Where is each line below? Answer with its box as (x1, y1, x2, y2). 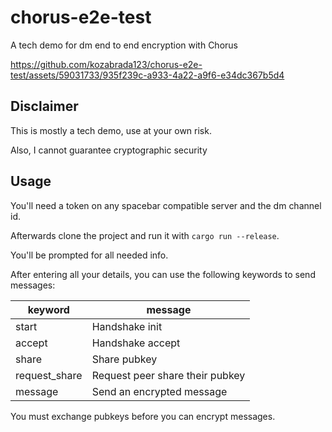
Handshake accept (91, 336, 181, 350)
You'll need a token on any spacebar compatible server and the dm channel (10, 199, 322, 211)
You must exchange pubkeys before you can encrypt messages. (10, 410, 276, 422)
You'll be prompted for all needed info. (10, 249, 169, 261)
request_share (15, 368, 83, 382)
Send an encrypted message (91, 384, 228, 398)
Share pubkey (91, 352, 158, 366)
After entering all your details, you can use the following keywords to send (10, 268, 316, 280)
